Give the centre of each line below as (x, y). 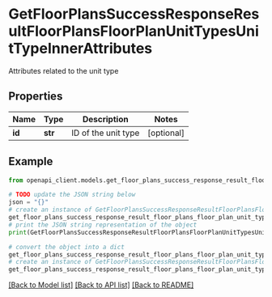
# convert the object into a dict (67, 247)
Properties (36, 97)
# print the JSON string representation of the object (103, 225)
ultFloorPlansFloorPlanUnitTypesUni (134, 31)
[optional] (166, 133)
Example (31, 161)
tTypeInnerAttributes (81, 49)
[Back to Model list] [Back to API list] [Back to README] (101, 285)
